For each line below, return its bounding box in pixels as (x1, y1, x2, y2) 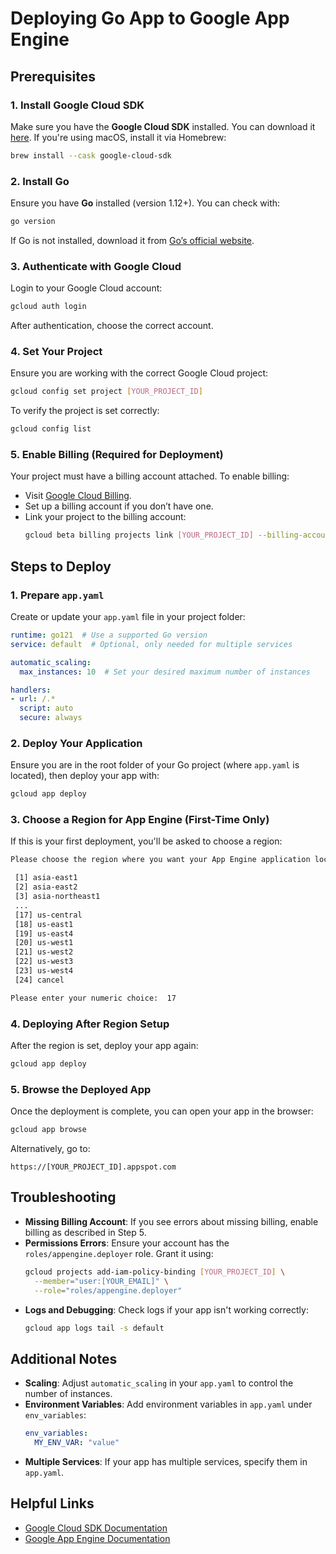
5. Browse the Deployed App (10, 1082, 152, 1096)
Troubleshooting (10, 1189, 117, 1206)
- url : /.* (10, 694, 56, 704)
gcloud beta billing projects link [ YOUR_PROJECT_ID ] (24, 530, 254, 541)
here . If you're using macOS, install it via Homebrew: (10, 131, 227, 143)
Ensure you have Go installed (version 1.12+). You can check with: (10, 197, 281, 209)
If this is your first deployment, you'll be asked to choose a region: (10, 835, 283, 847)
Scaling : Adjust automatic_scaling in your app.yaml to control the (24, 1377, 294, 1389)
